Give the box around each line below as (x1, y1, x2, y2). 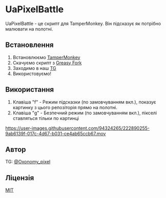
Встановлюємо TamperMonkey (12, 54, 80, 60)
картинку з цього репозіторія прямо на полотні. (12, 104, 118, 110)
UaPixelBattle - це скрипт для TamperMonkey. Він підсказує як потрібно (5, 20, 161, 27)
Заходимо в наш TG (12, 65, 56, 71)
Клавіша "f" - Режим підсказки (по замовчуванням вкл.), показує (12, 98, 156, 105)
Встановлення (5, 41, 54, 49)
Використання (5, 85, 54, 94)
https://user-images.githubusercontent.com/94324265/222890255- (5, 125, 150, 131)
